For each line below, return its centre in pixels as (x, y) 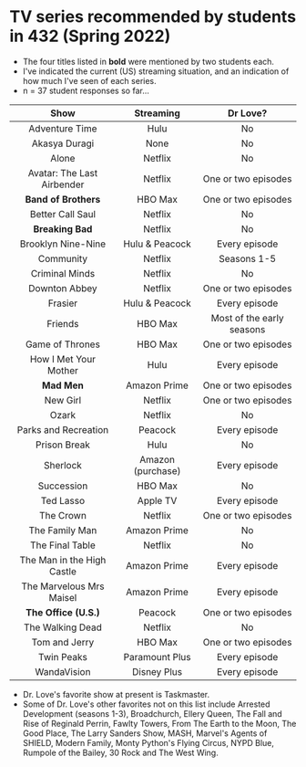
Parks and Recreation (63, 429)
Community (63, 258)
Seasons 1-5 (247, 258)
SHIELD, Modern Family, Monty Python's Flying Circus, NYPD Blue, (148, 742)
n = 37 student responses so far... (86, 90)
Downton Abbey (63, 288)
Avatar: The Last (63, 173)
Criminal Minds (63, 273)
